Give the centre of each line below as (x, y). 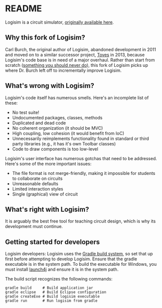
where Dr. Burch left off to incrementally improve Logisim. (63, 70)
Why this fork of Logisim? (45, 38)
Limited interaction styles (38, 189)
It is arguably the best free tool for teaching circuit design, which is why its (81, 221)
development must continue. (34, 226)
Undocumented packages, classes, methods (57, 117)
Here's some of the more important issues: (48, 164)
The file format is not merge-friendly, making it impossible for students (84, 173)
